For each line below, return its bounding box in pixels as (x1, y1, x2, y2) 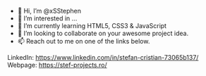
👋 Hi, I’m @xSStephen (17, 7, 82, 15)
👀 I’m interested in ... (17, 14, 78, 23)
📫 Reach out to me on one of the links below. (17, 37, 150, 45)
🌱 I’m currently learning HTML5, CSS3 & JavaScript (17, 22, 167, 30)
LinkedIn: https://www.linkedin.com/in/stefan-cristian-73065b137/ (7, 53, 199, 61)
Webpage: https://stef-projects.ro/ (7, 61, 107, 69)
